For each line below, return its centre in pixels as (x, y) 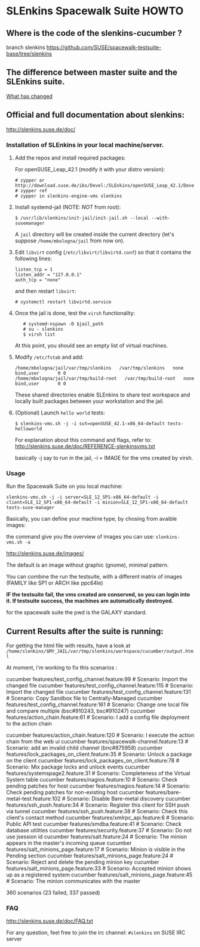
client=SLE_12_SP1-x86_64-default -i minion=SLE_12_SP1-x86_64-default (97, 503)
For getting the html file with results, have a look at (68, 645)
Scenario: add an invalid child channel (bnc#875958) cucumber (84, 748)
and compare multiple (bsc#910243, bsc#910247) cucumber (81, 711)
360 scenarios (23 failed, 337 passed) (53, 893)
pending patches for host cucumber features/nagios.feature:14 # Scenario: (98, 786)
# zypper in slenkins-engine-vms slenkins (68, 196)
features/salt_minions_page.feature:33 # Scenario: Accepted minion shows (99, 868)
